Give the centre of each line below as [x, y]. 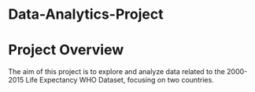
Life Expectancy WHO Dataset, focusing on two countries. [120, 80]
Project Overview [66, 50]
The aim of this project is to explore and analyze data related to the [117, 72]
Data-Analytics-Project [86, 14]
